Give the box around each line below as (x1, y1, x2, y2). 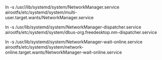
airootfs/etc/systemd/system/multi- (5, 9, 78, 15)
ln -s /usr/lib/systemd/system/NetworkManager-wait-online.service (5, 39, 143, 45)
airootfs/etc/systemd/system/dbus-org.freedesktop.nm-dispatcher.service (5, 30, 157, 35)
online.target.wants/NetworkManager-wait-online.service (5, 49, 122, 55)
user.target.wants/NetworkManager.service (5, 15, 94, 20)
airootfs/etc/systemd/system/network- (5, 44, 84, 50)
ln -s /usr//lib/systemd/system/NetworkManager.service (5, 4, 120, 10)
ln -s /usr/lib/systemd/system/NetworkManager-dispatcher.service (5, 24, 142, 30)
